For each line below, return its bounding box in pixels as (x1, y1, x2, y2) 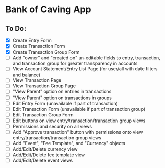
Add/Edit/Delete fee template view (12, 152, 85, 158)
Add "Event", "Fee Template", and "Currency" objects (12, 140, 125, 146)
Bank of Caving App (5, 4, 91, 15)
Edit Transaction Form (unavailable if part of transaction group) (12, 106, 146, 112)
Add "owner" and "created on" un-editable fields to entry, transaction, (12, 55, 161, 61)
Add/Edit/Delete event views (12, 157, 73, 164)
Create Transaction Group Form (12, 49, 80, 55)
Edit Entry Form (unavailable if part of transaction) (12, 100, 119, 106)
